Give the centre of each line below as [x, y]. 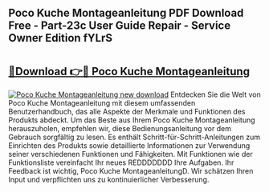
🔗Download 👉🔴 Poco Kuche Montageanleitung [129, 71]
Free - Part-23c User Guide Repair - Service [120, 26]
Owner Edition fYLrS [61, 38]
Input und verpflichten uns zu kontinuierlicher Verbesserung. [109, 180]
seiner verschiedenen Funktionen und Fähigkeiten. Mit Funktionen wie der [130, 154]
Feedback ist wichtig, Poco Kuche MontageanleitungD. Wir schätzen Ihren [131, 171]
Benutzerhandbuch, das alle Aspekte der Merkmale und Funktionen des [127, 112]
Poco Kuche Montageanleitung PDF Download [126, 13]
